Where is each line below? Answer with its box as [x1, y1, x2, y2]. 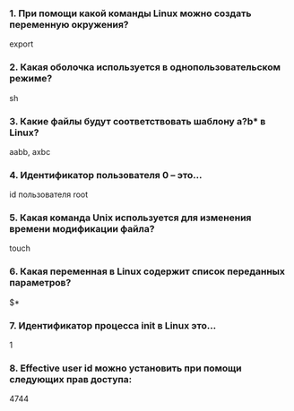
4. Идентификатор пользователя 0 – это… [9, 168, 203, 181]
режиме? [9, 73, 53, 85]
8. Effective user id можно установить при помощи [9, 362, 242, 374]
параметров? [9, 277, 72, 289]
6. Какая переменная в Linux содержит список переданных [9, 265, 285, 278]
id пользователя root [9, 189, 89, 200]
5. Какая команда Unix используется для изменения [9, 211, 252, 224]
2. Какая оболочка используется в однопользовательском [9, 61, 281, 73]
